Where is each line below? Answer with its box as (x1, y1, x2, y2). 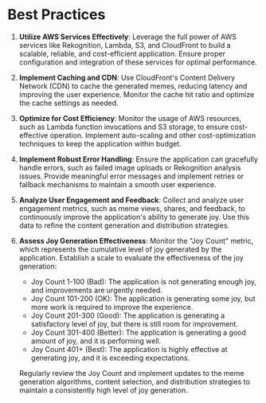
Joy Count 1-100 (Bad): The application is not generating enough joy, (30, 276, 256, 286)
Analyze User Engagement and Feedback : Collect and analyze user (18, 195, 244, 205)
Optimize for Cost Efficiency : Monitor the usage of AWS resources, (18, 113, 242, 123)
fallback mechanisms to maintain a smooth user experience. (18, 179, 217, 189)
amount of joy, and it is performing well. (30, 336, 162, 346)
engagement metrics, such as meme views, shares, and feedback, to (18, 203, 246, 213)
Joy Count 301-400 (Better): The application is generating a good (30, 327, 246, 337)
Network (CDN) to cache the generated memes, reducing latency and (18, 81, 248, 91)
